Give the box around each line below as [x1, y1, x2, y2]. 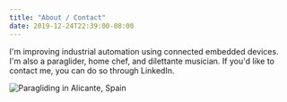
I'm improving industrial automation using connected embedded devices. [9, 46, 280, 56]
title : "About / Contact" [9, 13, 106, 22]
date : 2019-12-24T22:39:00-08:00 [9, 21, 135, 30]
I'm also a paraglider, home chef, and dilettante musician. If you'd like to [9, 55, 275, 66]
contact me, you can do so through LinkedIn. [9, 64, 175, 76]
